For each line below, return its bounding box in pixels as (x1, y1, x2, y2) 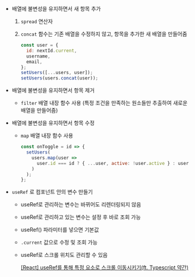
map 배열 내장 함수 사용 (20, 132, 73, 139)
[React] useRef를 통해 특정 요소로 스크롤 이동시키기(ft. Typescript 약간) (20, 264, 189, 271)
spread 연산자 (20, 18, 54, 25)
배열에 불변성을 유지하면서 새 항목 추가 (11, 5, 101, 12)
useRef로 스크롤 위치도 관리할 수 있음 (20, 251, 108, 259)
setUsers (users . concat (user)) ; (20, 75, 99, 81)
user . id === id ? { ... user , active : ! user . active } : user (36, 160, 189, 166)
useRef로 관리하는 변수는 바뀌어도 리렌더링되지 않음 (20, 201, 141, 208)
